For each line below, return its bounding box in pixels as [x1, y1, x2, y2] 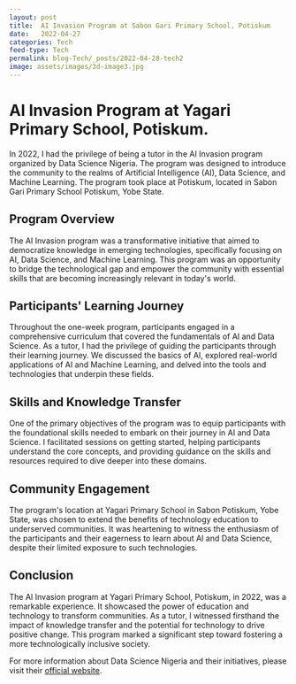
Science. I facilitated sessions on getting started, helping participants [9, 437, 261, 448]
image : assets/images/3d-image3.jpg [9, 63, 144, 72]
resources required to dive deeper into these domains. [9, 456, 208, 466]
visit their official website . [9, 665, 102, 675]
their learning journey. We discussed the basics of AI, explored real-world [9, 350, 277, 361]
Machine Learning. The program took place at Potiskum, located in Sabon [9, 176, 277, 187]
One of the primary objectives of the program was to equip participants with [9, 418, 286, 429]
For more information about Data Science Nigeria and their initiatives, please [9, 656, 287, 666]
